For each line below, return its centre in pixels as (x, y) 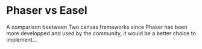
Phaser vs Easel (47, 10)
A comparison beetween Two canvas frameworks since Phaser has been (97, 27)
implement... (22, 39)
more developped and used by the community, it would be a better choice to (101, 33)
